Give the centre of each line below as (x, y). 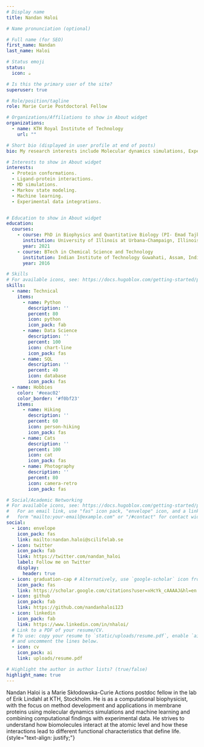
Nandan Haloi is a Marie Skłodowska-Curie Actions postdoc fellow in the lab (101, 692)
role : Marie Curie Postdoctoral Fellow (57, 106)
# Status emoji (25, 62)
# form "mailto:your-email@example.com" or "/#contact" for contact (97, 517)
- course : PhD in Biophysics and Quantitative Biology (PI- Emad (102, 235)
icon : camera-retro (53, 483)
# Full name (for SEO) (35, 40)
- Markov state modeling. (45, 190)
